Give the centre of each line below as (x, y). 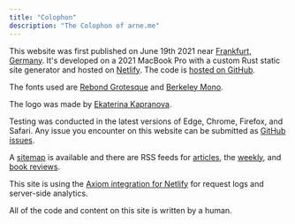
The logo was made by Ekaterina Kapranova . (91, 104)
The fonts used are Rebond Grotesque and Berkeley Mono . (116, 87)
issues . (22, 140)
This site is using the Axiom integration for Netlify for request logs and (137, 183)
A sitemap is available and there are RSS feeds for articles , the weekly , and (145, 157)
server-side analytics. (49, 193)
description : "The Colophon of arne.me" (85, 26)
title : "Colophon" (43, 17)
